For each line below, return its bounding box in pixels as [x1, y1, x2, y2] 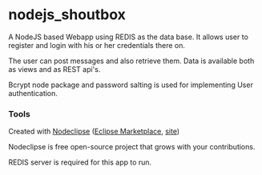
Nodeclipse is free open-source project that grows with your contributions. [8, 142, 256, 152]
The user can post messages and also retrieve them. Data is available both [8, 56, 255, 66]
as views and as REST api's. [8, 64, 101, 74]
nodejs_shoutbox [8, 6, 127, 24]
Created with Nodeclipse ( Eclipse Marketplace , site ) [8, 126, 180, 137]
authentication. [8, 88, 58, 97]
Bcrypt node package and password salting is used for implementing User [8, 80, 254, 89]
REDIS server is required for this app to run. [8, 157, 152, 167]
